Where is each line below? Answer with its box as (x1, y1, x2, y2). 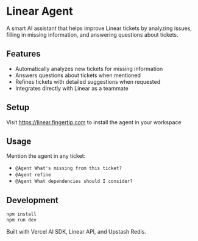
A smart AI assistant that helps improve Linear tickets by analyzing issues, (6, 24, 192, 32)
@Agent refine (15, 172, 51, 178)
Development (6, 195, 59, 206)
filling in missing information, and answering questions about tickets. (6, 31, 179, 38)
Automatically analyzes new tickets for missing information (15, 65, 163, 72)
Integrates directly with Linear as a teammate (15, 84, 129, 92)
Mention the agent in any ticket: (6, 152, 86, 160)
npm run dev (6, 217, 37, 223)
